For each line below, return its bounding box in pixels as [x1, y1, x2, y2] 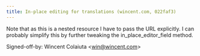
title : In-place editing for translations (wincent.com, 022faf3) [6, 8, 177, 15]
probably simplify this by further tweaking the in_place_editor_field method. [6, 31, 194, 39]
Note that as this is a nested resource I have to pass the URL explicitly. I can [6, 25, 195, 32]
